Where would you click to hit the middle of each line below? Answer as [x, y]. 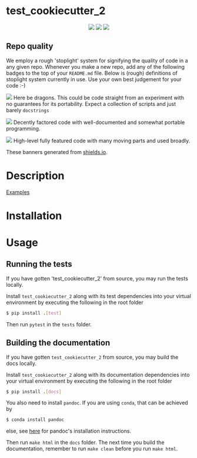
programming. [23, 128]
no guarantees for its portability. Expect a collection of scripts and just [91, 103]
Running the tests [39, 264]
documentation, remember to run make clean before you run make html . [92, 449]
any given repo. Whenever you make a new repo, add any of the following [96, 66]
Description [35, 175]
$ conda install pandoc [35, 420]
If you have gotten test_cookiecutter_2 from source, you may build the [92, 357]
